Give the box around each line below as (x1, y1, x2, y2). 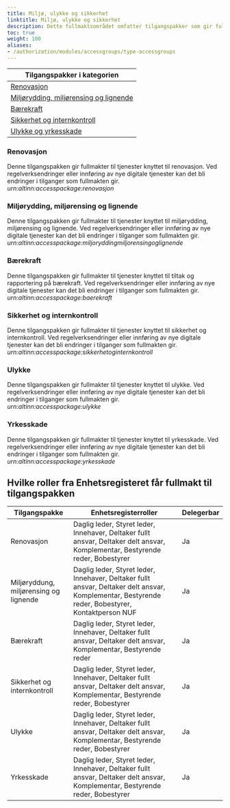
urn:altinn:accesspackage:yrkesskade (7, 457, 116, 465)
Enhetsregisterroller (90, 508, 158, 518)
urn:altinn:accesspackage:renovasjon (7, 185, 114, 193)
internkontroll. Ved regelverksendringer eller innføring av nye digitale (7, 333, 201, 342)
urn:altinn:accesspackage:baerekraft (7, 293, 113, 302)
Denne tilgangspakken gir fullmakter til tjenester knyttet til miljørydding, (7, 217, 209, 225)
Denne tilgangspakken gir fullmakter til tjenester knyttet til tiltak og (7, 272, 194, 280)
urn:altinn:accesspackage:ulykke (7, 403, 101, 411)
